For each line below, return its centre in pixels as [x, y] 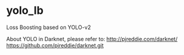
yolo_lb [25, 11]
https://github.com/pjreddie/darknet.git [55, 45]
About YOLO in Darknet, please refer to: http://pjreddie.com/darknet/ [92, 39]
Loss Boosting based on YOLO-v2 [49, 27]
